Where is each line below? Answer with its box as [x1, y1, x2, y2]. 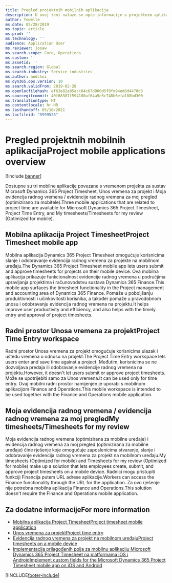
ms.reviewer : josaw [5, 46, 47, 51]
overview [5, 156, 46, 168]
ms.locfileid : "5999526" [5, 112, 58, 118]
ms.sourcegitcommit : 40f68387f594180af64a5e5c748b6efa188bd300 [5, 93, 143, 98]
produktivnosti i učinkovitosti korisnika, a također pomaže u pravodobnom [5, 295, 161, 301]
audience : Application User [5, 41, 66, 46]
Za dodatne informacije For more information [5, 505, 150, 514]
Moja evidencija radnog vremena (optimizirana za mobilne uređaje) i [5, 436, 148, 442]
